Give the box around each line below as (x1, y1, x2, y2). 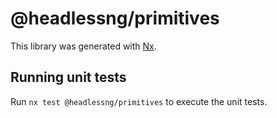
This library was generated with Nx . (10, 40, 157, 52)
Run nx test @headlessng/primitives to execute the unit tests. (10, 95, 268, 107)
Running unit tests (10, 69, 127, 86)
